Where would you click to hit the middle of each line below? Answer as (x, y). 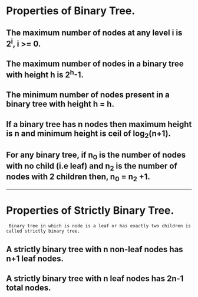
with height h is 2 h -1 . (45, 74)
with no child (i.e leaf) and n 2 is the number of (92, 167)
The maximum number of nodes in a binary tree (95, 63)
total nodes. (29, 288)
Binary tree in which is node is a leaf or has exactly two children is (100, 226)
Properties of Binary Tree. (71, 11)
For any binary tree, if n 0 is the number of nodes (96, 156)
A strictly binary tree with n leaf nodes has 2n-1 (95, 279)
